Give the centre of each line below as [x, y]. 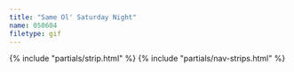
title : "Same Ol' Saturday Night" [73, 17]
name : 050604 [33, 25]
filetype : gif [36, 33]
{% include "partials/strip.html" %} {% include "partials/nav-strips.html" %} [147, 59]
